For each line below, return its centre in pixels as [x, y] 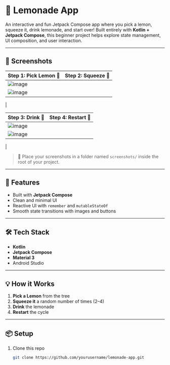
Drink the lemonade [33, 307]
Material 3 [24, 258]
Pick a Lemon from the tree [41, 296]
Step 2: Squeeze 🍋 [87, 76]
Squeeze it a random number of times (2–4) [58, 302]
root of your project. [38, 162]
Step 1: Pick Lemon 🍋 [34, 76]
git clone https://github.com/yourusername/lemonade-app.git [78, 357]
